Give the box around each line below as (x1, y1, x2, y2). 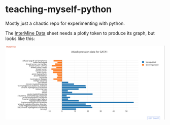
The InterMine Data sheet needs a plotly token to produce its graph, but (5, 30, 155, 36)
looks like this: (5, 35, 36, 41)
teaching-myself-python (5, 4, 112, 15)
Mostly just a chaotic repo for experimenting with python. (5, 20, 125, 26)
